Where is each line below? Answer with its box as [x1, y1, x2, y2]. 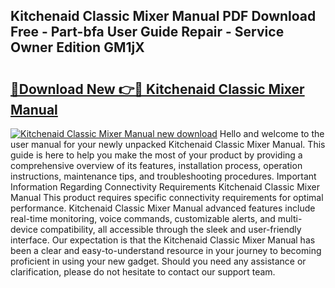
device [10, 224, 38, 235]
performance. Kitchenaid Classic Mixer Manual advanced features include [10, 202, 316, 214]
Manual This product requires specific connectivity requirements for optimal [10, 192, 324, 203]
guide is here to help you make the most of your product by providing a [10, 149, 303, 161]
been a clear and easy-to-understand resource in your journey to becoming [10, 245, 322, 256]
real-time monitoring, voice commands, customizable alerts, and [10, 213, 276, 224]
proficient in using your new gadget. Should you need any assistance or [10, 255, 307, 267]
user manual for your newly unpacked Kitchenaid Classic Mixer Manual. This [10, 139, 326, 150]
